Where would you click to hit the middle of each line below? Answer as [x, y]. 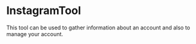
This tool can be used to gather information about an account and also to [98, 28]
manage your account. [35, 34]
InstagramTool [44, 11]
